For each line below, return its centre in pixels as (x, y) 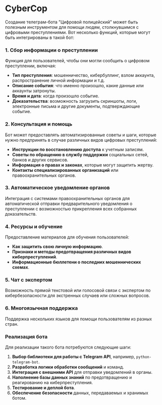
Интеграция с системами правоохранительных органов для (67, 198)
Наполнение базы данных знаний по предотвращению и (72, 377)
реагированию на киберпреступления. (52, 383)
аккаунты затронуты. (34, 91)
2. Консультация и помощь (39, 124)
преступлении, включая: (31, 66)
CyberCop (26, 9)
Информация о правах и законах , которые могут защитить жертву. (83, 165)
